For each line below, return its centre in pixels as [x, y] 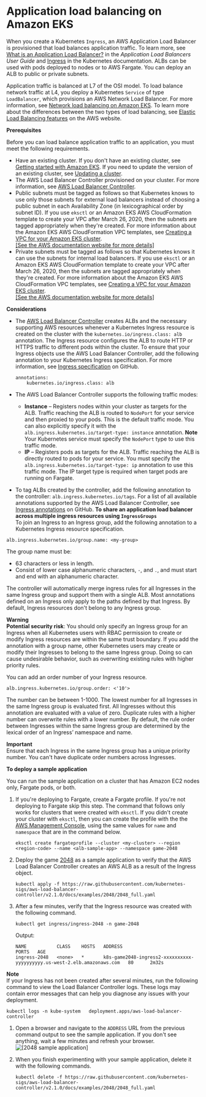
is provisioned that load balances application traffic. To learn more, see [96, 48]
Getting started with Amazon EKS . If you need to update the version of [104, 167]
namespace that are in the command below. [68, 832]
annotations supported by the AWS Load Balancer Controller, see [97, 503]
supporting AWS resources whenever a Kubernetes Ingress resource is [105, 327]
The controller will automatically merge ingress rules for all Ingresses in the [101, 588]
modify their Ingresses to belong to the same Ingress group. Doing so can [99, 652]
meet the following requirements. [48, 148]
